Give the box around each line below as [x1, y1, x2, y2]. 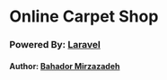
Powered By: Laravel [9, 39, 101, 51]
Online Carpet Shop [9, 6, 159, 27]
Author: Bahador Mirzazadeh [9, 60, 120, 71]
